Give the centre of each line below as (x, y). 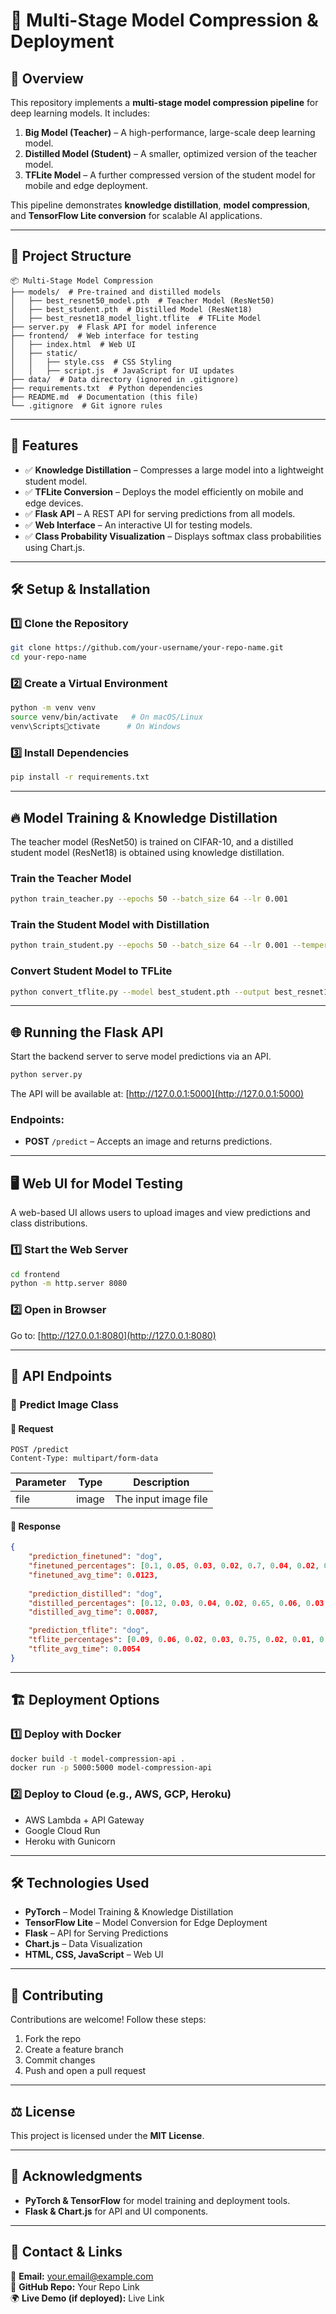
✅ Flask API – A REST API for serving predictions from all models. (160, 513)
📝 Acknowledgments (76, 2176)
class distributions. (49, 1223)
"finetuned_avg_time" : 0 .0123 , (93, 1575)
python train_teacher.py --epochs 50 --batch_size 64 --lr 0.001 (149, 899)
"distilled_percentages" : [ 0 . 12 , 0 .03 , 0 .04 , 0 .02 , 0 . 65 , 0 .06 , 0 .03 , (178, 1603)
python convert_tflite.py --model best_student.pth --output (140, 992)
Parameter (41, 1482)
